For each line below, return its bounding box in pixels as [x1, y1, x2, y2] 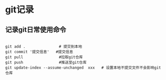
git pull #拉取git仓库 [5, 55, 83, 60]
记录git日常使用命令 [5, 25, 66, 34]
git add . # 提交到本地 [5, 44, 82, 49]
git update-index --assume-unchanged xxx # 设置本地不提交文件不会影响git [5, 65, 161, 70]
